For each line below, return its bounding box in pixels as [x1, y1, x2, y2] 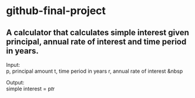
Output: [6, 79, 25, 86]
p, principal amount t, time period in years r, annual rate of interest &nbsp [6, 67, 183, 75]
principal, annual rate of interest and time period [6, 36, 187, 46]
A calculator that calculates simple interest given [6, 28, 189, 38]
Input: [6, 62, 21, 68]
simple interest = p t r [6, 85, 55, 92]
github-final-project [6, 4, 106, 18]
